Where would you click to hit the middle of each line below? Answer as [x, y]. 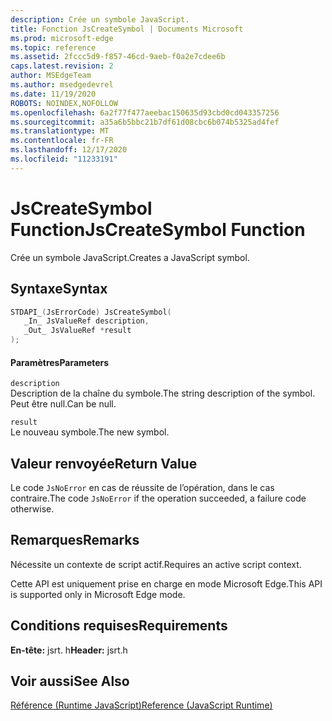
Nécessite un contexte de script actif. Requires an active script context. [156, 564]
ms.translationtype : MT [60, 131]
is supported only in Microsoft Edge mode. [98, 594]
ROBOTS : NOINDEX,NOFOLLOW [64, 103]
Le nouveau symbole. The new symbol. [90, 432]
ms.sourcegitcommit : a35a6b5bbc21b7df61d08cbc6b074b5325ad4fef [145, 122]
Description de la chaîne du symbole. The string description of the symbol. [163, 393]
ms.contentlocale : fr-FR [62, 141]
